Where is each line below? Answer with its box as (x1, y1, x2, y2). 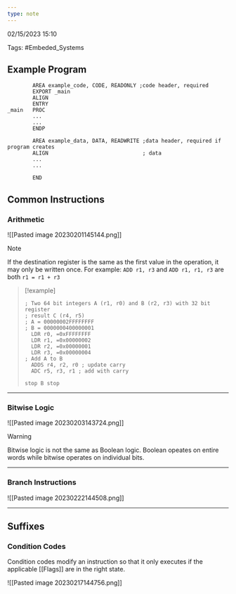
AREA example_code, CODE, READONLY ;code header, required (32, 82, 209, 89)
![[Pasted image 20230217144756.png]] (7, 579, 123, 587)
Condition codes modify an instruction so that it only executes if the (7, 557, 204, 566)
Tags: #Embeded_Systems (7, 43, 84, 51)
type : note (7, 10, 39, 18)
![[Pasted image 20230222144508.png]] (7, 493, 124, 502)
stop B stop (24, 380, 60, 387)
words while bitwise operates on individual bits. (7, 453, 145, 462)
